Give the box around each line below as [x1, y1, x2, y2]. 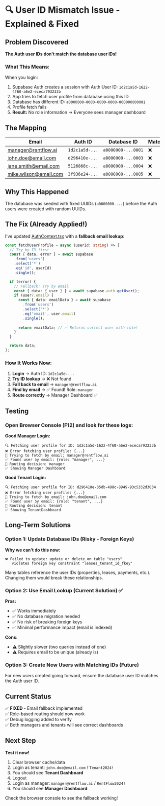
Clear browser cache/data [12, 759, 65, 765]
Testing [5, 407, 29, 415]
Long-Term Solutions [5, 521, 71, 529]
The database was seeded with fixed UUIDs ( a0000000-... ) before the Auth [5, 200, 158, 206]
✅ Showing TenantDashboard [5, 507, 61, 512]
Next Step [5, 736, 36, 745]
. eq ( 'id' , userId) [14, 266, 52, 271]
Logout [12, 775, 27, 781]
